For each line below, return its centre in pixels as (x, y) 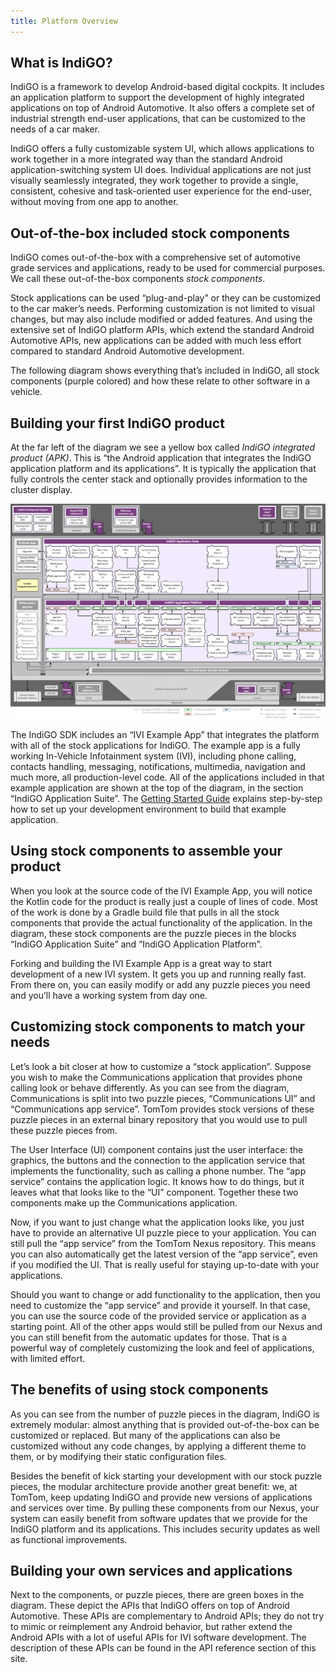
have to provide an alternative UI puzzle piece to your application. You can (163, 1232)
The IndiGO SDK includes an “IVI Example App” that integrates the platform (165, 735)
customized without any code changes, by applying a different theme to (158, 1446)
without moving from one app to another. (94, 202)
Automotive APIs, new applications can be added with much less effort (156, 341)
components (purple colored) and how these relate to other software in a (160, 381)
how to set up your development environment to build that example (148, 809)
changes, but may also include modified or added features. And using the (161, 319)
